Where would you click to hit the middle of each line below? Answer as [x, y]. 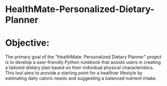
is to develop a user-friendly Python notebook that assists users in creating [83, 62]
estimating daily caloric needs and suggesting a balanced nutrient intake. [81, 78]
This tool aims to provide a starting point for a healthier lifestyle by [74, 73]
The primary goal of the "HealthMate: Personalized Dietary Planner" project [83, 57]
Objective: [27, 43]
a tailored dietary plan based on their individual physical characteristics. [80, 68]
